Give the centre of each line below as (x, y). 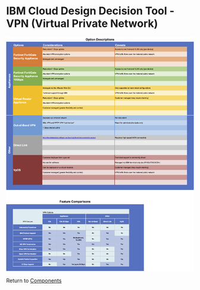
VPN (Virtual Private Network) (82, 24)
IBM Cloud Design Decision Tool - (90, 11)
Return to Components (34, 280)
